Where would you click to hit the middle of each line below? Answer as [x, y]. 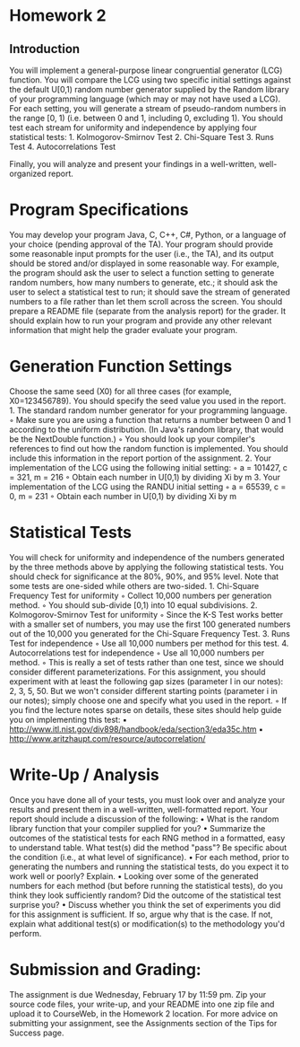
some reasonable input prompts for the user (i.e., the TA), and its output [142, 253]
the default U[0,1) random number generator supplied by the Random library [149, 89]
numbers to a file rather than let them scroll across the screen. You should [146, 301]
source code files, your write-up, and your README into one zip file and [142, 1004]
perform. [26, 933]
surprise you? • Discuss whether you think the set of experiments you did [145, 904]
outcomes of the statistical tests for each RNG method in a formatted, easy [147, 838]
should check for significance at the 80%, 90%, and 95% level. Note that [144, 576]
